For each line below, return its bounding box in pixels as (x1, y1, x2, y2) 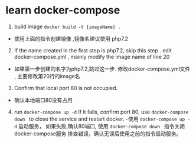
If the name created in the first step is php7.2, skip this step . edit (14, 46, 172, 54)
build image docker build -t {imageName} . (14, 23, 121, 30)
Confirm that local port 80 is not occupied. (14, 84, 118, 91)
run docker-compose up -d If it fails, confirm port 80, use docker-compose (14, 108, 189, 115)
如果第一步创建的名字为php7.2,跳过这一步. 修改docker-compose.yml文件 (14, 65, 191, 72)
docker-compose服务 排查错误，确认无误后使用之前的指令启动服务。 (14, 130, 182, 137)
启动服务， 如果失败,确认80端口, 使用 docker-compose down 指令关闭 (18, 122, 185, 129)
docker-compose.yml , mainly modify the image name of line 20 (14, 53, 170, 60)
